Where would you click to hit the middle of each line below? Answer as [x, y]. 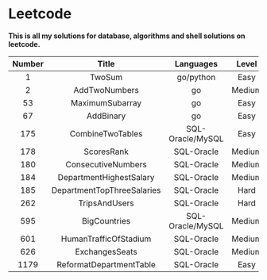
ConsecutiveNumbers [106, 164]
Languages [196, 63]
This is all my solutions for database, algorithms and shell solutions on [127, 36]
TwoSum [106, 77]
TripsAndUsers [106, 203]
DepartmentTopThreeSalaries [106, 190]
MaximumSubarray [106, 102]
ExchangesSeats [106, 251]
